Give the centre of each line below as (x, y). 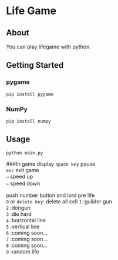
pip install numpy (28, 121)
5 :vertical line (23, 226)
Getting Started (35, 65)
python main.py (25, 153)
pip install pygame (30, 94)
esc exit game (23, 170)
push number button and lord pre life (50, 195)
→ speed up (20, 176)
